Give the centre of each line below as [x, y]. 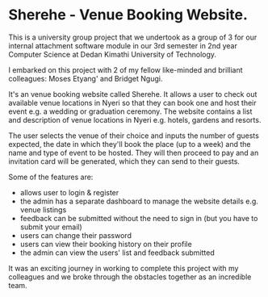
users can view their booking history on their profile [106, 244]
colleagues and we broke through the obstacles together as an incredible [130, 277]
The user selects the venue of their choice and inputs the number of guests [134, 136]
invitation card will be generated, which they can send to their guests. [124, 161]
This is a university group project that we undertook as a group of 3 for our [133, 37]
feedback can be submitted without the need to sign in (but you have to [139, 218]
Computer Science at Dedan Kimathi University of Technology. [112, 54]
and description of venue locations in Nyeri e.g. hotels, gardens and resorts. [135, 119]
